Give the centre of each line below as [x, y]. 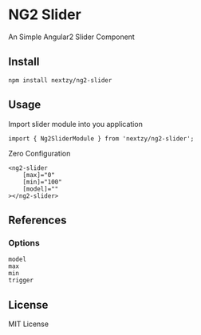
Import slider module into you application [76, 124]
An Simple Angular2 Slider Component [72, 37]
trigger [21, 281]
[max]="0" [39, 175]
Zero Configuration [39, 153]
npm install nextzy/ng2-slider [60, 80]
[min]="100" [42, 182]
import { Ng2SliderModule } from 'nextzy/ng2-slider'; [101, 138]
